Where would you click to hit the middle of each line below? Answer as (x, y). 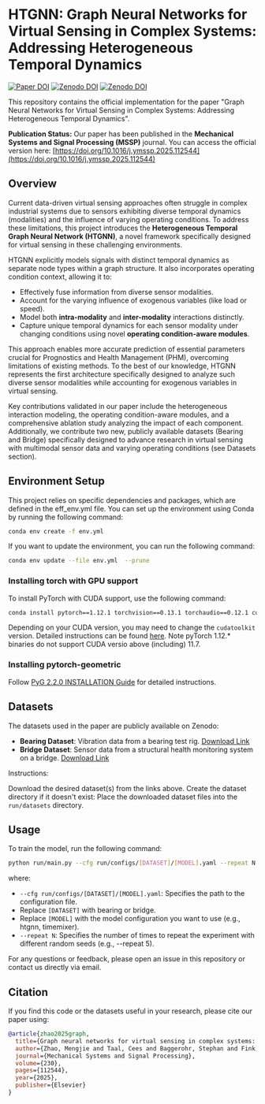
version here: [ (32, 151)
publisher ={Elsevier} (51, 1085)
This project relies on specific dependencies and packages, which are (122, 500)
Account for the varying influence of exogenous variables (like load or (133, 300)
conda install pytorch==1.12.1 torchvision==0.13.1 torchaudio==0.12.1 (128, 612)
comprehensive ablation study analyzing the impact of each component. (126, 422)
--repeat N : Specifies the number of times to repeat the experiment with (137, 935)
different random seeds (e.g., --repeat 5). (87, 944)
